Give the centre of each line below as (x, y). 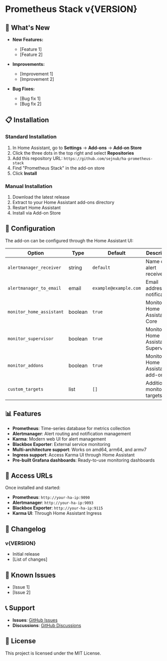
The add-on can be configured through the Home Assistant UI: (69, 240)
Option (36, 253)
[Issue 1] (21, 587)
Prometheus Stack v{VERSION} (71, 9)
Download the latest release (41, 197)
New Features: (28, 39)
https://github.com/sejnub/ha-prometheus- (108, 159)
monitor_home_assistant (36, 312)
